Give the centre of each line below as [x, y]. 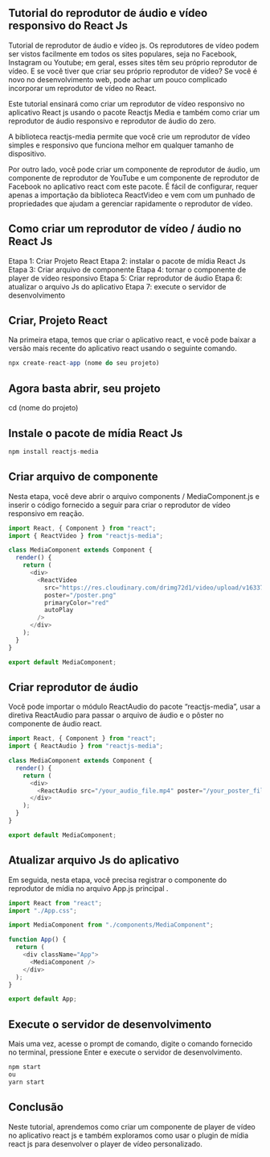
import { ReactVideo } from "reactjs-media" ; [86, 535]
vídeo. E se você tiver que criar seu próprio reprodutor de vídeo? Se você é [133, 71]
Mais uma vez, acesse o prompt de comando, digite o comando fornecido [131, 1044]
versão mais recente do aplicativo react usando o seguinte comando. [123, 348]
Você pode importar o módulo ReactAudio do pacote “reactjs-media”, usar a [135, 707]
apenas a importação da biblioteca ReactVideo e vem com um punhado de [132, 195]
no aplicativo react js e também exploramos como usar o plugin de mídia [129, 1135]
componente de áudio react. [55, 724]
